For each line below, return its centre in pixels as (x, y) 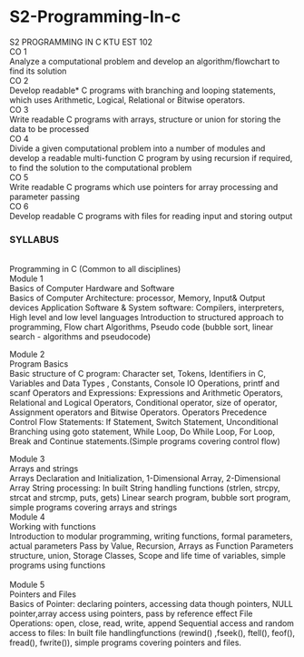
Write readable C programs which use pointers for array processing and (144, 187)
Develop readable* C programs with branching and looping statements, (142, 90)
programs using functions (58, 565)
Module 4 (27, 517)
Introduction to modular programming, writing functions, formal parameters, (151, 536)
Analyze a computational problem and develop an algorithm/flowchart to (145, 61)
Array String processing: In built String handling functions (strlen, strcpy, (145, 488)
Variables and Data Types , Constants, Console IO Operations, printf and (144, 383)
